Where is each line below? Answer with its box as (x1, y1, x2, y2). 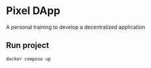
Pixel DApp (6, 4, 60, 18)
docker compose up (6, 56, 51, 62)
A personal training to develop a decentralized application (6, 23, 145, 30)
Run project (6, 40, 50, 50)
